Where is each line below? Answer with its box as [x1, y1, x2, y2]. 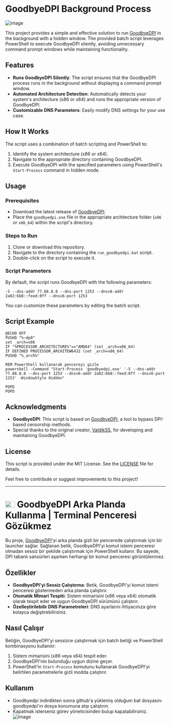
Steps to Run [5, 232, 38, 239]
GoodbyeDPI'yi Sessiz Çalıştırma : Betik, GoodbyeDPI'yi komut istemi [12, 582, 159, 588]
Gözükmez [5, 520, 52, 532]
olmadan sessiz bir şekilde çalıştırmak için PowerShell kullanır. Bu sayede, [5, 548, 160, 554]
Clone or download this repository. [12, 244, 85, 250]
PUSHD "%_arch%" [5, 353, 40, 358]
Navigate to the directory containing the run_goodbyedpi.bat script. [12, 249, 153, 255]
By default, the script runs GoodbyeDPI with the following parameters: [5, 279, 152, 285]
